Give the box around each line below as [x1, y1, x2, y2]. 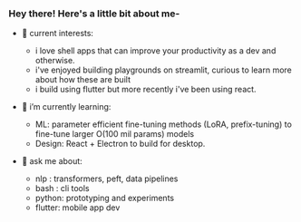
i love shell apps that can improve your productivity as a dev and [34, 45, 277, 56]
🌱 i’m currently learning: [21, 101, 112, 112]
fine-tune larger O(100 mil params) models [34, 129, 195, 140]
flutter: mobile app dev [34, 202, 121, 213]
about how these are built [34, 74, 131, 85]
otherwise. [34, 55, 75, 66]
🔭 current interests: [21, 28, 94, 39]
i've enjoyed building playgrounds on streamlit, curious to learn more [34, 64, 292, 75]
